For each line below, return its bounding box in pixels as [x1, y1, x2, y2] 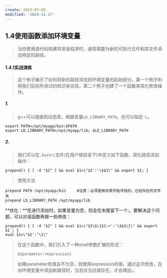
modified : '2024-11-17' [5, 12, 55, 17]
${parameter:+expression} [17, 252, 71, 257]
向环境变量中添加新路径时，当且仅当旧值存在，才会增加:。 [17, 268, 137, 274]
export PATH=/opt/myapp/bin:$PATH [5, 124, 77, 129]
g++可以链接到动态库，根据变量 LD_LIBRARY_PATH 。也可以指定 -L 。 [17, 114, 152, 120]
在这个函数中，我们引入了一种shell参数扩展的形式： [17, 242, 124, 248]
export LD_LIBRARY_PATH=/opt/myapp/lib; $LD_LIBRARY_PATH [5, 128, 128, 133]
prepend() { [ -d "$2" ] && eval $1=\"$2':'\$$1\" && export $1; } [5, 168, 149, 173]
